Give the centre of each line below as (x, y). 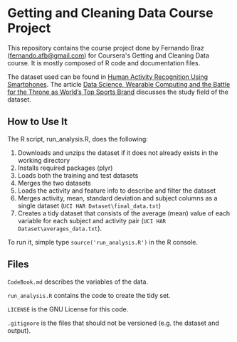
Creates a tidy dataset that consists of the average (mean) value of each (124, 213)
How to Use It (37, 122)
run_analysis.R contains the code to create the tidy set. (89, 295)
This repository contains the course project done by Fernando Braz (106, 48)
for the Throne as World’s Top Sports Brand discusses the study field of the (118, 92)
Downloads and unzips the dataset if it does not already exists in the (118, 153)
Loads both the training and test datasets (78, 175)
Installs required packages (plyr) (65, 168)
